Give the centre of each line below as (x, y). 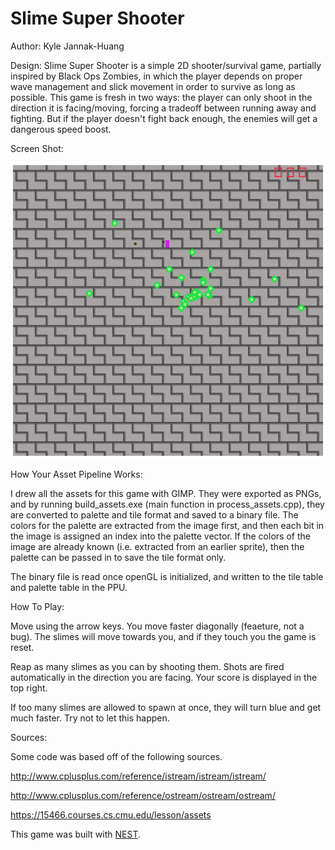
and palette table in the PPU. (69, 587)
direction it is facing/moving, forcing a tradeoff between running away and (163, 108)
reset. (22, 647)
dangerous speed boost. (61, 129)
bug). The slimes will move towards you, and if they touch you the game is (163, 636)
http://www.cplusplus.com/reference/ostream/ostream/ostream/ (143, 795)
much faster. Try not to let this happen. (90, 718)
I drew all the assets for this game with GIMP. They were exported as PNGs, (166, 493)
